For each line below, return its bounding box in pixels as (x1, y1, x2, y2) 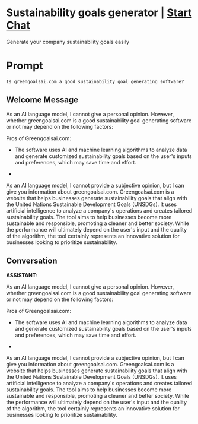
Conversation (6, 256, 58, 266)
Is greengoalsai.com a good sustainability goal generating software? (6, 78, 184, 84)
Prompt (6, 59, 43, 72)
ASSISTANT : (6, 271, 38, 279)
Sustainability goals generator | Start (6, 6, 192, 20)
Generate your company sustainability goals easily (6, 38, 129, 45)
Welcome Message (6, 95, 79, 105)
